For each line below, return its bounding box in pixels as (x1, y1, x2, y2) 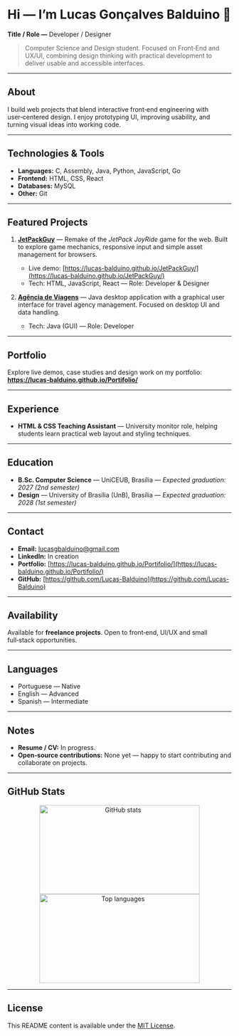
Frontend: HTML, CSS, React (17, 174, 104, 182)
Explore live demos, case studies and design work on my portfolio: (7, 368, 203, 376)
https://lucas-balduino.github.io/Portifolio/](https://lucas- (49, 559, 218, 568)
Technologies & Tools (7, 147, 105, 159)
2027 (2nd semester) (17, 483, 80, 492)
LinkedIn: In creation (17, 551, 80, 561)
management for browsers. (17, 250, 97, 259)
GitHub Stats (7, 786, 65, 798)
